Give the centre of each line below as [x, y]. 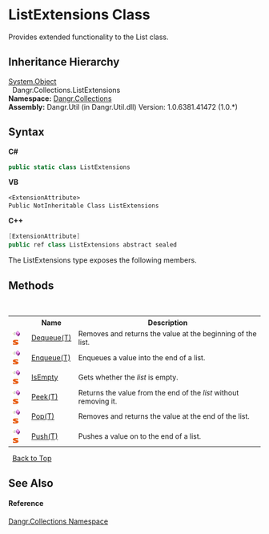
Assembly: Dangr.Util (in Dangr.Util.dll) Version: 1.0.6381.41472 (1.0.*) [123, 106]
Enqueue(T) [51, 357]
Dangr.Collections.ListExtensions [66, 90]
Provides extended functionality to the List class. [88, 37]
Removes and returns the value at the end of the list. [164, 416]
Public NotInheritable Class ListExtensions [84, 206]
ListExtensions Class [79, 15]
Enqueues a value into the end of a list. [142, 357]
